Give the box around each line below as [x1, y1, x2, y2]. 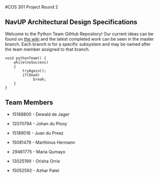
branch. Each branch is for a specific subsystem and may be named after [5, 41, 151, 47]
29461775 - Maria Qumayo [12, 148, 66, 154]
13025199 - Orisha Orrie [12, 158, 60, 164]
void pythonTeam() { [5, 56, 47, 60]
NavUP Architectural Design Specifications [5, 18, 138, 26]
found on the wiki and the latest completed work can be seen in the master [5, 36, 154, 42]
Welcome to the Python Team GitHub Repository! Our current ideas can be [5, 31, 154, 37]
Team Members [5, 99, 53, 107]
